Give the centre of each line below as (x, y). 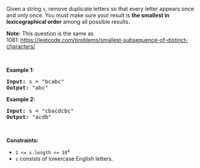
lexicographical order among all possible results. (68, 22)
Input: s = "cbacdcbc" (40, 111)
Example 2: (21, 99)
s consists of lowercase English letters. (64, 159)
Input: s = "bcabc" (35, 82)
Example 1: (20, 70)
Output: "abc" (27, 88)
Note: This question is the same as (50, 33)
